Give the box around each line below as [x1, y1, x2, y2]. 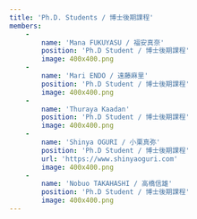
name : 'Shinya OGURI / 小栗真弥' [41, 138, 161, 147]
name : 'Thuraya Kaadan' [41, 105, 130, 114]
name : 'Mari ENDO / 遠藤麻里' [41, 72, 150, 80]
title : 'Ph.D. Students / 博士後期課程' [9, 13, 154, 22]
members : [9, 21, 42, 30]
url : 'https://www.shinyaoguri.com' [41, 154, 178, 164]
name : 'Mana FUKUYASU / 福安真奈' [41, 38, 165, 47]
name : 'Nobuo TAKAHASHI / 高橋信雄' [41, 180, 173, 189]
